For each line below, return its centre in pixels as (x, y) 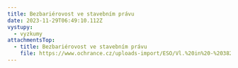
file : (28, 54)
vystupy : (20, 27)
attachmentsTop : (31, 40)
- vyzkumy (28, 34)
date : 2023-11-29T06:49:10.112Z (55, 21)
